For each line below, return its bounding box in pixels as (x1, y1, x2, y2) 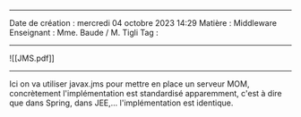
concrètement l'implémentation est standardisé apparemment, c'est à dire (9, 88, 282, 98)
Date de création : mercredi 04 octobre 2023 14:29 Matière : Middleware (9, 18, 278, 28)
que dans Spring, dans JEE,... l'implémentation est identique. (9, 97, 234, 108)
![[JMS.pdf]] (9, 53, 56, 63)
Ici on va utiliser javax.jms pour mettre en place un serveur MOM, (9, 79, 250, 89)
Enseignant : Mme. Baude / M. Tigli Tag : (9, 28, 159, 38)
